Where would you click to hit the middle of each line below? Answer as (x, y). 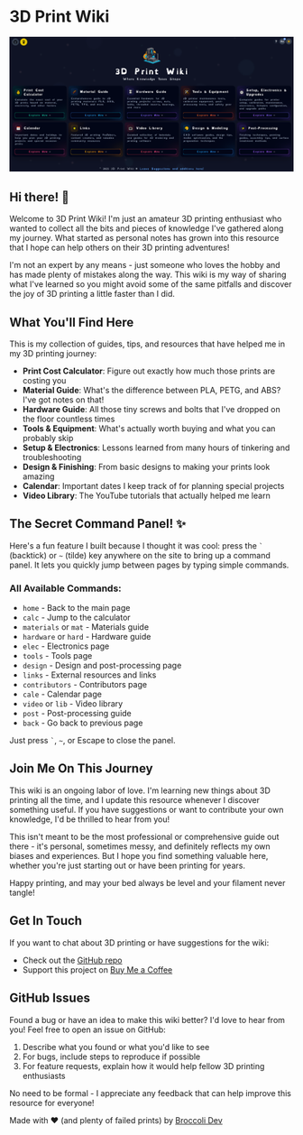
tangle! (22, 892)
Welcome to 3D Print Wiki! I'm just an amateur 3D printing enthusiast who (146, 219)
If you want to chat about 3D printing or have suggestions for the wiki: (139, 942)
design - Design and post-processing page (102, 666)
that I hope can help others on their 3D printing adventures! (119, 248)
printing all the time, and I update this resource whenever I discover (134, 799)
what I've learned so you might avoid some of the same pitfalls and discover (151, 284)
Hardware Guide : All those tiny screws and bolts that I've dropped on (151, 409)
